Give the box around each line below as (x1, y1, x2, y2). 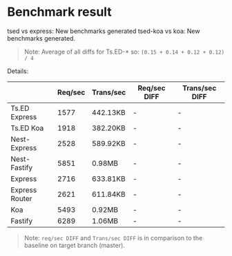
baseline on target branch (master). (23, 241, 126, 249)
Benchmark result (7, 4, 112, 20)
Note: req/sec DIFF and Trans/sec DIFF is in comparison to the (23, 233, 203, 242)
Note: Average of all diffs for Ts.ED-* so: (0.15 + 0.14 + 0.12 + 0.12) (23, 47, 225, 56)
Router (10, 193, 32, 203)
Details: (7, 67, 29, 75)
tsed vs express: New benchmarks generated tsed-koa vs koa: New (7, 27, 200, 35)
